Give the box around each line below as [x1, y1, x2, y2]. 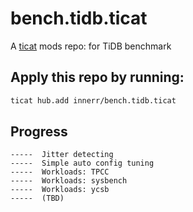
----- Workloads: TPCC [10, 167, 110, 177]
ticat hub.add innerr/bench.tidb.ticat [10, 95, 177, 106]
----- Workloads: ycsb [10, 185, 110, 195]
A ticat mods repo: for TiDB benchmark [10, 40, 172, 52]
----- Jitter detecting [10, 150, 114, 160]
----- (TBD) [10, 193, 65, 204]
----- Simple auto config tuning [10, 158, 155, 169]
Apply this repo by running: [10, 69, 185, 86]
